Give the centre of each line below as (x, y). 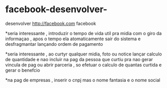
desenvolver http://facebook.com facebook (51, 23)
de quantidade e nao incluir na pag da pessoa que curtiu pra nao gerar (79, 59)
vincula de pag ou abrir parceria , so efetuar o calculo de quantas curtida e (83, 65)
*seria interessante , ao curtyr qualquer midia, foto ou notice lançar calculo (84, 54)
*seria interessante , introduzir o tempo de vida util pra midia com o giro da (83, 33)
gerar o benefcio (23, 70)
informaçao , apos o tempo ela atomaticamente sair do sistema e (73, 39)
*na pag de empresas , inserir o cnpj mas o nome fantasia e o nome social (83, 80)
